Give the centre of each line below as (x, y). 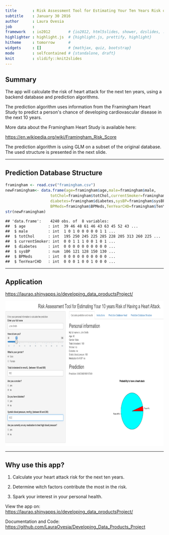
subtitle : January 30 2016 (38, 16)
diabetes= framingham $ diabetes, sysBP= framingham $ (102, 201)
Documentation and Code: (32, 521)
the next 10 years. (24, 117)
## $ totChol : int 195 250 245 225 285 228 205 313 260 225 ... (83, 236)
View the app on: (23, 506)
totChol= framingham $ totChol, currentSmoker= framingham (108, 196)
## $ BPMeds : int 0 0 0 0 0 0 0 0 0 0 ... (60, 257)
